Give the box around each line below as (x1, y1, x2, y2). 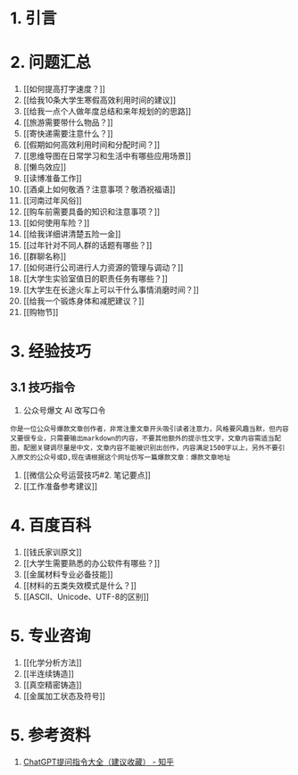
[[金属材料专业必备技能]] (22, 569, 114, 580)
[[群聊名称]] (22, 251, 67, 262)
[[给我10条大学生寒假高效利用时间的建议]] (22, 95, 177, 105)
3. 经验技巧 (10, 341, 92, 362)
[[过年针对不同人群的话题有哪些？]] (22, 240, 153, 251)
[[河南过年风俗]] (22, 196, 83, 206)
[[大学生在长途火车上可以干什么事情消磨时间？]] (22, 285, 200, 296)
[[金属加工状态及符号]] (22, 691, 106, 701)
